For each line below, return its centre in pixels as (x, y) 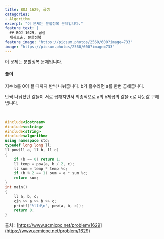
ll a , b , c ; (26, 196)
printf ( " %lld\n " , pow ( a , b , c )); (49, 206)
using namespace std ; (28, 141)
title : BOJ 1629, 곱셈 (28, 10)
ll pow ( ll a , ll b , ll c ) (32, 150)
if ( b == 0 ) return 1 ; (38, 159)
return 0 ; (24, 210)
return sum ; (26, 178)
